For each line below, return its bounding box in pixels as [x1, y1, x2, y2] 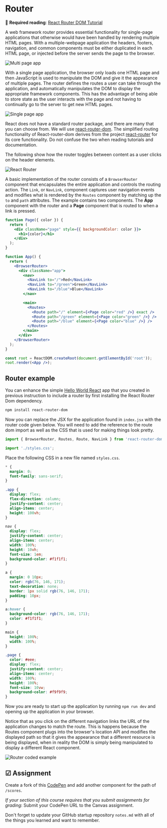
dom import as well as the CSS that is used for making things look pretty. [5, 427, 154, 433]
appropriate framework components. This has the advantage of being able [5, 91, 158, 97]
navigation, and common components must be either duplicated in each [5, 45, 153, 51]
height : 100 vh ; [9, 510, 41, 516]
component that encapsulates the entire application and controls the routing [5, 181, 161, 187]
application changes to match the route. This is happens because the [5, 723, 147, 730]
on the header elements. [5, 156, 56, 162]
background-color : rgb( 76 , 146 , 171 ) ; [9, 611, 90, 617]
